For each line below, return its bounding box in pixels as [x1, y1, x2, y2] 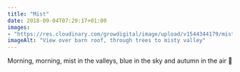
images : [7, 24, 31, 31]
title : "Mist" [7, 10, 50, 18]
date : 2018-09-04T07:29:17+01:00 [7, 17, 107, 24]
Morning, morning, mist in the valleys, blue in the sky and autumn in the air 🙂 [7, 56, 233, 65]
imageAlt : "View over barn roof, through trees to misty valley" [7, 37, 206, 44]
